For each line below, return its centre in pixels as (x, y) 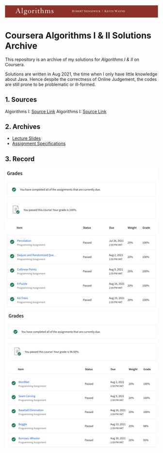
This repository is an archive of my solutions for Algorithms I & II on (72, 59)
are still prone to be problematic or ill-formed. (50, 84)
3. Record (20, 159)
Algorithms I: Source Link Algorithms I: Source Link (56, 111)
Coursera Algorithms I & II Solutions (78, 36)
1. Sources (21, 100)
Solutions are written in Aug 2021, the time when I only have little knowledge (81, 74)
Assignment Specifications (39, 144)
